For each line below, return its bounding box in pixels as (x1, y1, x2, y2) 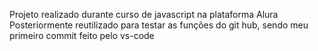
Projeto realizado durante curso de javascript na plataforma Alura (9, 9, 279, 20)
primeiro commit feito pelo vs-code (9, 30, 155, 41)
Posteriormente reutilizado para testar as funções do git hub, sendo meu (9, 19, 309, 31)
